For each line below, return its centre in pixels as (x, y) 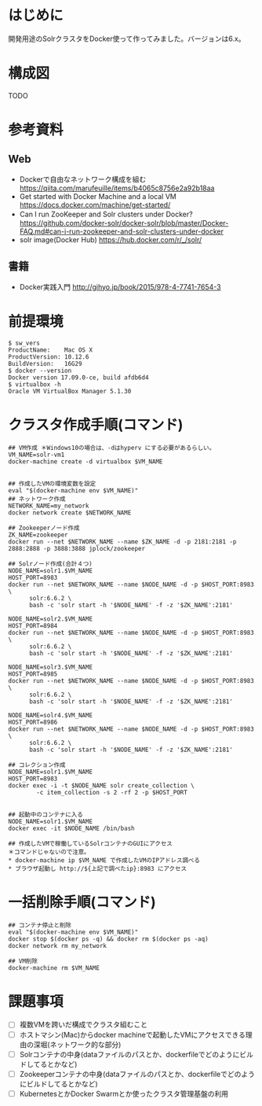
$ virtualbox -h (35, 384)
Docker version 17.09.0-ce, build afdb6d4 (78, 378)
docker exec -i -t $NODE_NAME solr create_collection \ (101, 785)
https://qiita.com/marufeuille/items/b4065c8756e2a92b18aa (117, 188)
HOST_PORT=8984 (33, 625)
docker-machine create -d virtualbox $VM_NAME (86, 461)
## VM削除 (23, 961)
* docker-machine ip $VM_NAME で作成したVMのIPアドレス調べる (104, 860)
